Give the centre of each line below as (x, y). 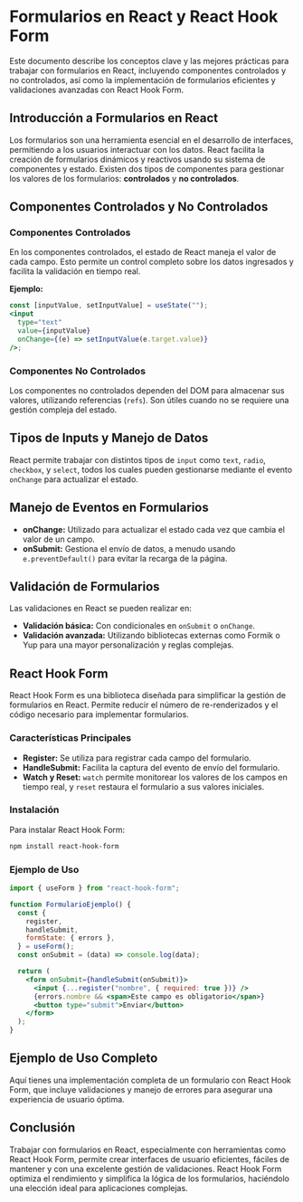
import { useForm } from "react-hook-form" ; (95, 888)
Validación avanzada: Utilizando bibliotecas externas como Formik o (151, 636)
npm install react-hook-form (64, 846)
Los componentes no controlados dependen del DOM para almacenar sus (147, 390)
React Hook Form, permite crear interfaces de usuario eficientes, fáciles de (149, 1159)
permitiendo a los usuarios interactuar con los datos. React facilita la (137, 149)
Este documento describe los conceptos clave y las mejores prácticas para (149, 61)
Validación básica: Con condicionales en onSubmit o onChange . (139, 626)
